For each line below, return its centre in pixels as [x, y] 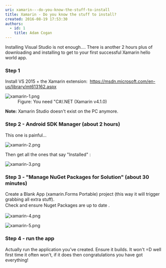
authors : [14, 24]
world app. [16, 58]
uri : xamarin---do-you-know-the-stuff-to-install [58, 10]
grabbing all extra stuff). [30, 199]
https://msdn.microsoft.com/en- [123, 81]
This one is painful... [26, 135]
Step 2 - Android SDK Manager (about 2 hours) [63, 124]
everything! [17, 260]
